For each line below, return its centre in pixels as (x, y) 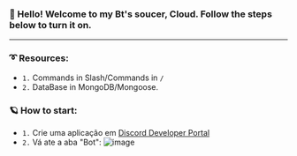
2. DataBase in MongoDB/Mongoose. (90, 86)
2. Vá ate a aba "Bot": (61, 142)
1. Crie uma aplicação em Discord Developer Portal (116, 132)
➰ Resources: (39, 58)
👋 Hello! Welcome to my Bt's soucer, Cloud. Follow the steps (141, 14)
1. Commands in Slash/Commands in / (93, 78)
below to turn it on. (50, 25)
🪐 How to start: (43, 110)
